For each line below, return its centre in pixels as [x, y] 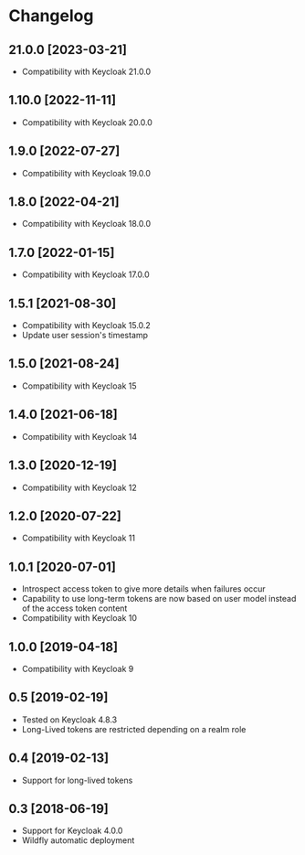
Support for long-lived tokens [77, 780]
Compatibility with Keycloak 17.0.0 [85, 274]
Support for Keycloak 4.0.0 [72, 831]
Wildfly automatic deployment [78, 840]
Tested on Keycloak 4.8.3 [69, 720]
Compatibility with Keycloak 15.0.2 [86, 326]
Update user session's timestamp [84, 336]
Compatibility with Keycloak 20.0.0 [87, 122]
